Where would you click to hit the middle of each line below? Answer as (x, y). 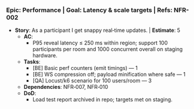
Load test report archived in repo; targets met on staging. (103, 100)
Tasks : (32, 62)
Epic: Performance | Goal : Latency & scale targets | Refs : (90, 10)
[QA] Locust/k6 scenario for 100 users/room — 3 (92, 81)
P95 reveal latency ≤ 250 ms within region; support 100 (100, 43)
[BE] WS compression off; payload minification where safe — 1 (109, 75)
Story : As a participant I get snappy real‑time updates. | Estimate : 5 (98, 30)
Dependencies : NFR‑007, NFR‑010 (66, 87)
